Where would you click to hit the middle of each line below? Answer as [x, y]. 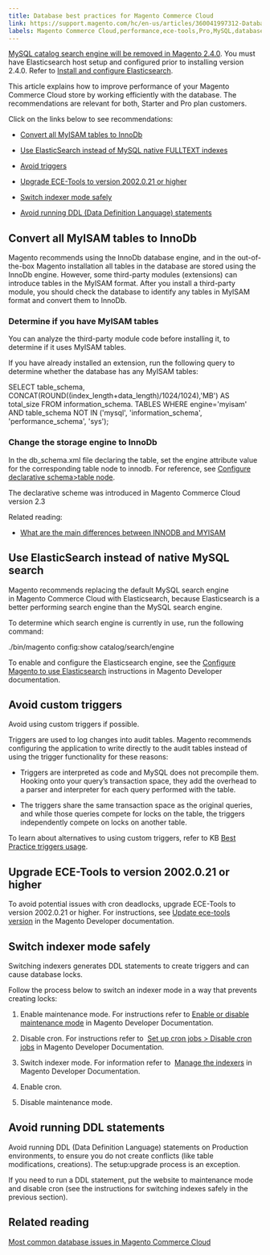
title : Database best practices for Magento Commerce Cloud [111, 16]
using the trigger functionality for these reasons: [88, 757]
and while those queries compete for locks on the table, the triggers [132, 814]
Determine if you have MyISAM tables [84, 322]
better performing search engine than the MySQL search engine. [115, 607]
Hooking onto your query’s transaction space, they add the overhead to [138, 781]
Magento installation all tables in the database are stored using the [146, 266]
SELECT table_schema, [47, 387]
